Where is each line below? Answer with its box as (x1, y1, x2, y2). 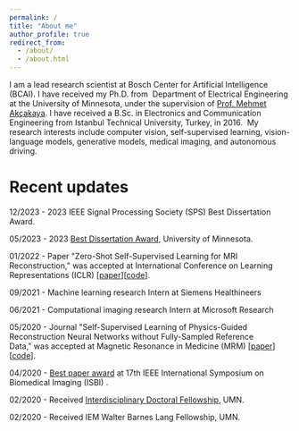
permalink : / (9, 13, 58, 22)
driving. (9, 146, 37, 156)
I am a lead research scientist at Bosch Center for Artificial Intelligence (9, 80, 269, 89)
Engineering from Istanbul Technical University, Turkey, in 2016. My (9, 117, 259, 128)
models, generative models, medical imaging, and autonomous (45, 136, 277, 147)
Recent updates (9, 177, 129, 198)
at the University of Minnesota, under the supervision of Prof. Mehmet (9, 98, 267, 108)
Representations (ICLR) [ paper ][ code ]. (9, 269, 150, 280)
